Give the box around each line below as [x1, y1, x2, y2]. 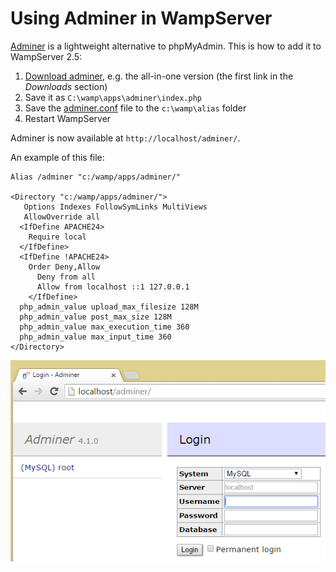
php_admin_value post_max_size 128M [19, 312, 172, 322]
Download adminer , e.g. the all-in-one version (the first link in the [24, 70, 294, 82]
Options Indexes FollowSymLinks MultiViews [23, 202, 208, 212]
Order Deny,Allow [28, 262, 101, 272]
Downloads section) [24, 80, 108, 92]
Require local [28, 232, 87, 242]
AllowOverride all [23, 212, 101, 222]
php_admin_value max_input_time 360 [19, 332, 172, 342]
